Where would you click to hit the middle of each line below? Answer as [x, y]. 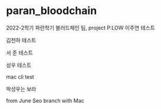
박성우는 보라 [21, 88]
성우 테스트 [19, 65]
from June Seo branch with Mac [45, 100]
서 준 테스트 [20, 52]
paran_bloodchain [52, 11]
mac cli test [20, 77]
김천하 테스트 [21, 40]
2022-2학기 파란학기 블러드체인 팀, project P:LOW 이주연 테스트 [80, 28]
